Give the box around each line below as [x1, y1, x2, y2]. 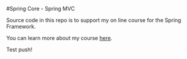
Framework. [6, 23, 36, 30]
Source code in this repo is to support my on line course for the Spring [6, 17, 182, 23]
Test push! [6, 46, 33, 53]
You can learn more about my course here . [6, 35, 113, 41]
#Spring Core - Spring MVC [6, 5, 75, 12]
